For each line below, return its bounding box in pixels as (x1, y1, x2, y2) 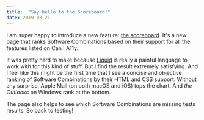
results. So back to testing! (6, 107, 74, 114)
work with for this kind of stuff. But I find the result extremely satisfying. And (6, 62, 199, 70)
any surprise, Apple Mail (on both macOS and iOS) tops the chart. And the (6, 82, 192, 89)
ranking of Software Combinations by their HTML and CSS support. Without (6, 76, 197, 83)
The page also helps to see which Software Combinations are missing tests (6, 100, 195, 107)
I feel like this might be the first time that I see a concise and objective (6, 69, 182, 76)
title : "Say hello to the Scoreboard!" (6, 9, 111, 15)
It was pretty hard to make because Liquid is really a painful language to (6, 56, 188, 63)
